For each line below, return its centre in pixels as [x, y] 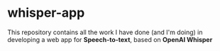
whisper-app [46, 13]
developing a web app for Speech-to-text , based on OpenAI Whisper [110, 39]
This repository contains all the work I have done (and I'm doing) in [105, 32]
